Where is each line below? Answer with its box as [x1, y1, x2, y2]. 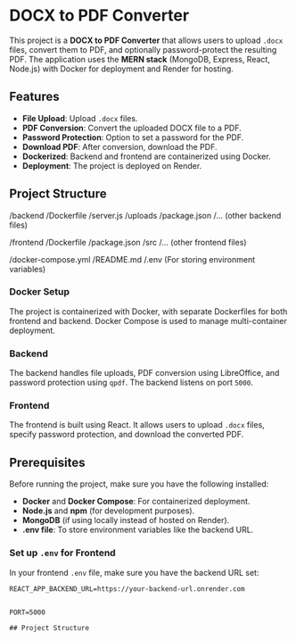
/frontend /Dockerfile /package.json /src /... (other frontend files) [9, 237, 247, 247]
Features [9, 89, 60, 104]
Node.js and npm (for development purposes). [21, 505, 195, 516]
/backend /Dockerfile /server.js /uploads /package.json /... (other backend [9, 210, 282, 221]
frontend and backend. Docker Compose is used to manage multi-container [9, 315, 287, 326]
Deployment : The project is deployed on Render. [21, 160, 202, 171]
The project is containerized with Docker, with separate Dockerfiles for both [9, 305, 288, 317]
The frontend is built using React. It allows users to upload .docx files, [9, 420, 265, 430]
